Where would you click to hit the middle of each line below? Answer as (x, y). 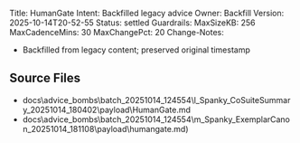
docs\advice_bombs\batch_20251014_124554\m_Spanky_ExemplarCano (156, 119)
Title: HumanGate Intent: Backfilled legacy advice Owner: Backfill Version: (147, 13)
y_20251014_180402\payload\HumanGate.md (107, 110)
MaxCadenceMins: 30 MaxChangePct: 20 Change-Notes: (117, 32)
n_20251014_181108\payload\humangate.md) (105, 129)
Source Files (45, 78)
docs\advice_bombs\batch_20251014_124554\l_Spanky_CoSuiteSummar (156, 100)
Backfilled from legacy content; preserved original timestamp (136, 50)
